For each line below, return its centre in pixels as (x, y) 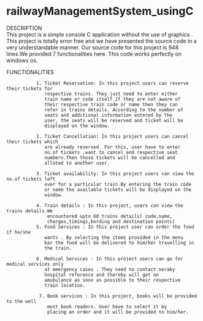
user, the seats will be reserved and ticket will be (114, 120)
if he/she (19, 232)
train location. (65, 285)
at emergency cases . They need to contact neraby (110, 269)
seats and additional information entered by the (108, 115)
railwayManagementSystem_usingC (100, 11)
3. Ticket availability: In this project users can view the (115, 174)
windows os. (22, 60)
